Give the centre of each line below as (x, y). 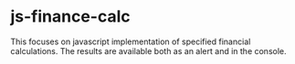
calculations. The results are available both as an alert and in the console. (148, 50)
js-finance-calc (70, 17)
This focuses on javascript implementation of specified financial (131, 41)
